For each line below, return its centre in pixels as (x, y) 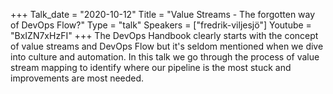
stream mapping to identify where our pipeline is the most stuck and (151, 67)
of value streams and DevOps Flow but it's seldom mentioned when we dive (167, 46)
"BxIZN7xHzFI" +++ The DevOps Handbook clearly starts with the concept (164, 35)
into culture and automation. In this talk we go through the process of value (165, 57)
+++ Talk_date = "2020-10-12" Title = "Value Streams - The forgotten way (163, 14)
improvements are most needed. (77, 78)
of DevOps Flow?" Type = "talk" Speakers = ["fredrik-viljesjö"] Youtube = (161, 25)
